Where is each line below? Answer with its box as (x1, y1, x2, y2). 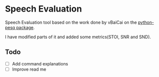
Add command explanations (12, 61, 68, 66)
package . (16, 24, 35, 30)
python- (138, 19, 154, 25)
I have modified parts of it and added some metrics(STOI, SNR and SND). (5, 34, 151, 40)
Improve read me (12, 66, 47, 72)
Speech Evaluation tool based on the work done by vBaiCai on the (5, 19, 137, 25)
